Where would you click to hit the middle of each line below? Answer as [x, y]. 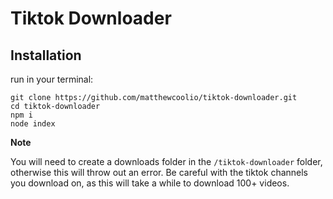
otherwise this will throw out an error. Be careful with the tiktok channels [159, 172]
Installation [46, 55]
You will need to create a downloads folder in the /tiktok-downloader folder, [166, 161]
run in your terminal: [52, 79]
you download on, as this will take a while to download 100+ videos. [150, 183]
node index [33, 124]
